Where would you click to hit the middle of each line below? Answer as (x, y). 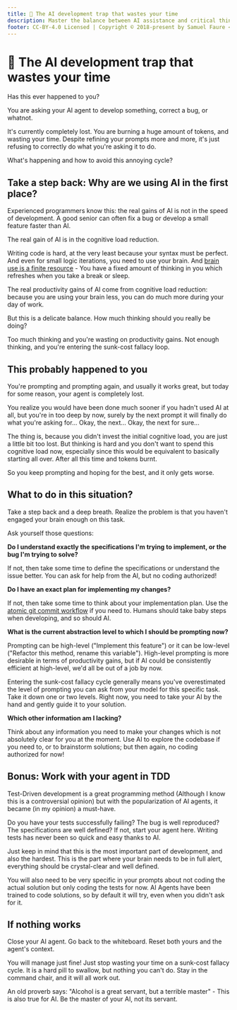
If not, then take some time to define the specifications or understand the (114, 568)
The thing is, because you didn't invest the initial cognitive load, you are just (117, 436)
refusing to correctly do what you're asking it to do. (82, 147)
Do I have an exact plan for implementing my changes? (89, 589)
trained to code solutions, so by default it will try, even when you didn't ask (116, 895)
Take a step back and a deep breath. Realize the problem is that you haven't (117, 512)
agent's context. (31, 949)
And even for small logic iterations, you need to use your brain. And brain (114, 261)
